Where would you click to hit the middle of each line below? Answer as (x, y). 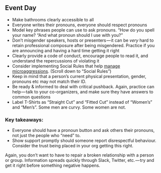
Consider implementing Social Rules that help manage (66, 66)
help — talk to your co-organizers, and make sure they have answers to (83, 92)
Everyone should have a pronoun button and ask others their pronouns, (83, 130)
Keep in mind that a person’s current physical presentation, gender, (79, 76)
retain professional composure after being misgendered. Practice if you (83, 45)
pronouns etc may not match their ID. (49, 81)
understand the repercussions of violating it (56, 61)
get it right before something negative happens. (53, 165)
